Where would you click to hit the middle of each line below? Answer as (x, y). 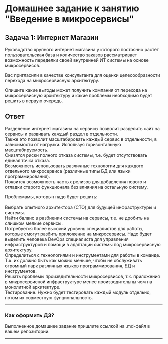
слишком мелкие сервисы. (34, 223)
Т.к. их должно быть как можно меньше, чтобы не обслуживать (74, 260)
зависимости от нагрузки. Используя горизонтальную (63, 144)
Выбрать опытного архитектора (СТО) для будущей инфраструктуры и (81, 207)
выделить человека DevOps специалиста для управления (67, 239)
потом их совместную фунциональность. (49, 297)
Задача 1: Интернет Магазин (52, 38)
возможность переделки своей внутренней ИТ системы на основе (77, 60)
